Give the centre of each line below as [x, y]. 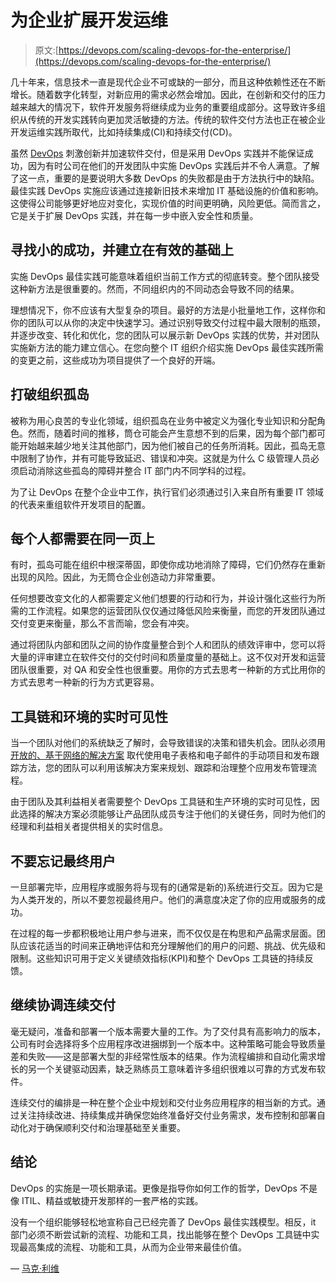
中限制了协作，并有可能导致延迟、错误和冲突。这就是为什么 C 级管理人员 [161, 458]
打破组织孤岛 [50, 394]
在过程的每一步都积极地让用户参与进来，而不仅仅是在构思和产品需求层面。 [163, 933]
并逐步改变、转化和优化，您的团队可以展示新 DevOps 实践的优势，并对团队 [165, 335]
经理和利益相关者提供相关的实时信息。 [89, 827]
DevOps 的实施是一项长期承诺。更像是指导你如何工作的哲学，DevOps [154, 1188]
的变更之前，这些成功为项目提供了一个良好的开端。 [115, 360]
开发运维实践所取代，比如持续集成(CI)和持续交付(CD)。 [124, 132]
